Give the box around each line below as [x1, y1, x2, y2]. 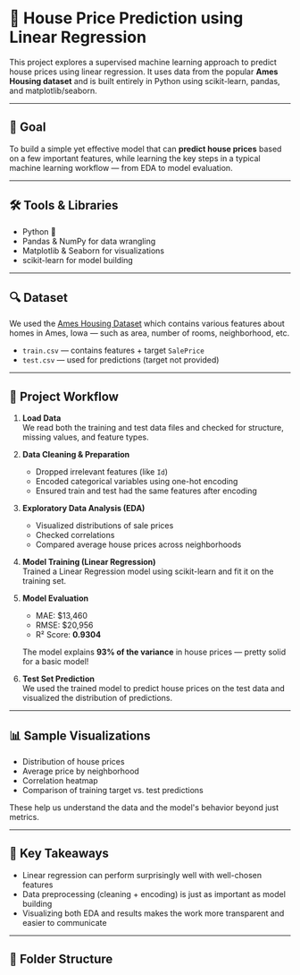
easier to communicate [21, 917, 107, 928]
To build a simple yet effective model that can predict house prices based [9, 143, 282, 154]
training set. [21, 576, 67, 586]
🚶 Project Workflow [9, 389, 119, 404]
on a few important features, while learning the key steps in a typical [9, 152, 261, 164]
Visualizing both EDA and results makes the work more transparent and [21, 908, 285, 919]
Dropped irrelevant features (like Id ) [35, 466, 168, 477]
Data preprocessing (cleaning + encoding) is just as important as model [21, 888, 286, 899]
